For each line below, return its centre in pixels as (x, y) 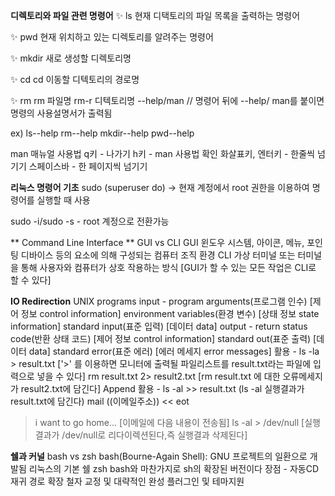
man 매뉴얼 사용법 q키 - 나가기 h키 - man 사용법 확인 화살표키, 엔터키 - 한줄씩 (162, 153)
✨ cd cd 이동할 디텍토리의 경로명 (75, 79)
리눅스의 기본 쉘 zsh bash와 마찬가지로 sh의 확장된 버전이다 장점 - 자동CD (174, 468)
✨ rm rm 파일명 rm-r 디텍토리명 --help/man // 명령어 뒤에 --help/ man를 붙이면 (167, 100)
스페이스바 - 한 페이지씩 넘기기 (88, 166)
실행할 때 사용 (63, 200)
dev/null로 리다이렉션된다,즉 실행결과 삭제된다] (156, 435)
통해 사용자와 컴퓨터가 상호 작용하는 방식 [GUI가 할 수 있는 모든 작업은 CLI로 (168, 267)
